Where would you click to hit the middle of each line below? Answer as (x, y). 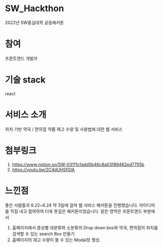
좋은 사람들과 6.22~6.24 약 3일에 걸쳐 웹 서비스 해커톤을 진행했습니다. (72, 205)
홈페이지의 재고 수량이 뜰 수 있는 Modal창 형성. (56, 240)
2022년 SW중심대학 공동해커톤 (34, 22)
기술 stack (25, 80)
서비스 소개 (26, 115)
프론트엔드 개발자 (21, 58)
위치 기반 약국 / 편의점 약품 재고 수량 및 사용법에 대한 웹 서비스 (64, 129)
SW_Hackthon (34, 9)
